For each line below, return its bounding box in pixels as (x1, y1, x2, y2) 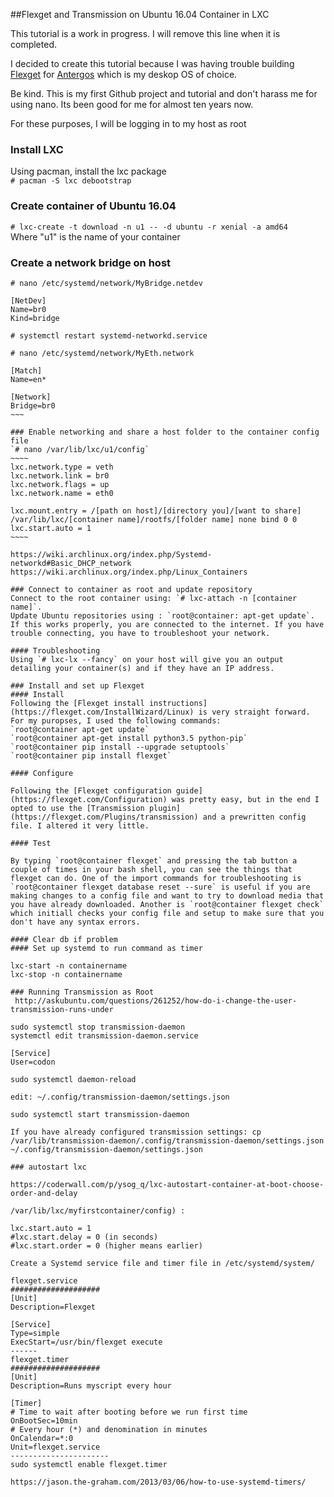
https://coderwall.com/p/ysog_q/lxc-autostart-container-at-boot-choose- (10, 1179, 325, 1189)
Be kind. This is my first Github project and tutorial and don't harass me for (10, 88, 318, 99)
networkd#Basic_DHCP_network (10, 558, 132, 568)
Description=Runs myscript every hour (10, 1380, 172, 1391)
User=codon (10, 1057, 56, 1067)
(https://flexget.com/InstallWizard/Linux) (10, 707, 195, 717)
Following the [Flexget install (10, 698, 145, 708)
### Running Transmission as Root (10, 987, 155, 997)
